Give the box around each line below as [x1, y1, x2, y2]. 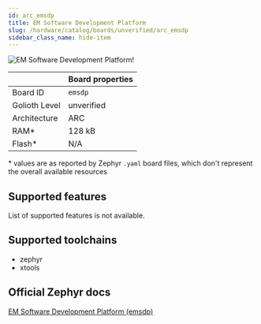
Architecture [12, 113, 58, 124]
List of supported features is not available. [8, 210, 145, 221]
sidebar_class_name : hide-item [8, 33, 111, 42]
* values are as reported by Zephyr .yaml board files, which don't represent [8, 158, 253, 168]
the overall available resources [8, 167, 108, 177]
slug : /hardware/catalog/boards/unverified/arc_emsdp [8, 26, 189, 34]
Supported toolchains [8, 233, 117, 247]
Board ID [12, 88, 45, 99]
